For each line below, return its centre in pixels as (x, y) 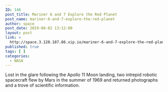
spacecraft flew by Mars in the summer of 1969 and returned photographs (82, 80)
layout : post (19, 33)
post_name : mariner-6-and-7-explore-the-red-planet (60, 19)
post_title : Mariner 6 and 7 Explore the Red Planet (61, 14)
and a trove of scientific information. (42, 86)
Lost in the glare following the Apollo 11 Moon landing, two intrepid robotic (81, 75)
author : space (20, 24)
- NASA (16, 61)
